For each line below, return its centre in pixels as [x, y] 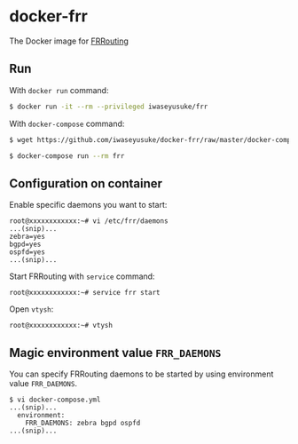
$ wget [21, 139]
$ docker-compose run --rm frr [67, 156]
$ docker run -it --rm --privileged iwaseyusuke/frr [109, 107]
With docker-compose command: [67, 123]
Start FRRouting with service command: [82, 276]
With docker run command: [59, 90]
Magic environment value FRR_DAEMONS [115, 353]
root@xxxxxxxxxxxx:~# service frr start [85, 293]
